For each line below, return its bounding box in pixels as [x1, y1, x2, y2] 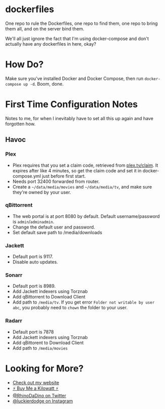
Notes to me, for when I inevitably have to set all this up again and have [5, 115, 154, 121]
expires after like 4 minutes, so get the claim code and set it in [12, 167, 142, 173]
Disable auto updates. [12, 259, 58, 265]
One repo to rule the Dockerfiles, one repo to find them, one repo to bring [5, 20, 158, 26]
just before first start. [42, 173, 86, 179]
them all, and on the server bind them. [5, 25, 85, 31]
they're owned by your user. [12, 189, 72, 195]
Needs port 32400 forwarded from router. [12, 178, 100, 184]
